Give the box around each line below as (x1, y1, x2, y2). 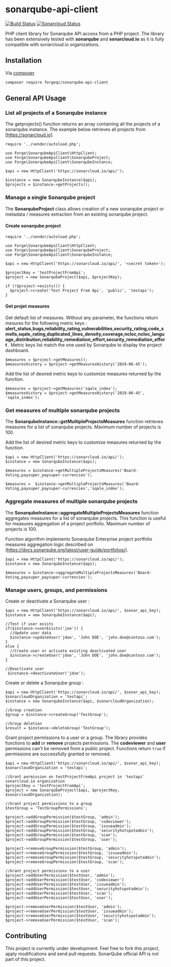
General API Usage (5, 94, 66, 103)
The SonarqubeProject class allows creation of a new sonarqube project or (5, 205, 164, 212)
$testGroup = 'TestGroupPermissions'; (5, 806, 88, 811)
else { (5, 644, 19, 649)
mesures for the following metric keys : (5, 320, 87, 326)
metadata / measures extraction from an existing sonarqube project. (5, 211, 149, 217)
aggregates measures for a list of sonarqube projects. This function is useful (5, 515, 166, 521)
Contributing (5, 932, 47, 940)
